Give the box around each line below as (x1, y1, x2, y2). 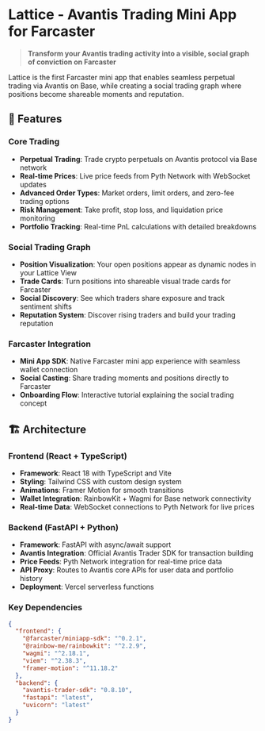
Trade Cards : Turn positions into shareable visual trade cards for (19, 276, 231, 286)
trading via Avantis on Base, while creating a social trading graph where (8, 81, 242, 90)
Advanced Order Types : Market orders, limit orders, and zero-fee (19, 188, 235, 198)
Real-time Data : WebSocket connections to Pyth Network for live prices (19, 502, 255, 511)
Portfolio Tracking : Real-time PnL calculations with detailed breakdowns (19, 221, 257, 231)
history (19, 574, 44, 583)
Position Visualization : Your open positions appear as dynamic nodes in (19, 260, 256, 269)
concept (19, 398, 47, 408)
